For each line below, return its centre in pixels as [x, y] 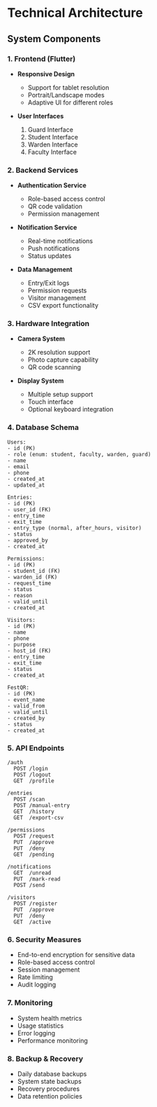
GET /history [34, 812]
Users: [17, 442]
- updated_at [26, 485]
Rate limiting [35, 977]
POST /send [29, 885]
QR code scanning [54, 367]
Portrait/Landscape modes [66, 95]
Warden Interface [53, 144]
